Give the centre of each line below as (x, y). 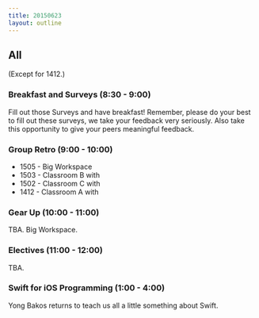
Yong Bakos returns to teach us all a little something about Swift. (113, 305)
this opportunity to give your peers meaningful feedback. (101, 128)
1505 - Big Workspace (56, 167)
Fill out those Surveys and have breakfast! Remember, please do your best (129, 112)
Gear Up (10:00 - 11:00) (54, 213)
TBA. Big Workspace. (43, 230)
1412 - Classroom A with (59, 192)
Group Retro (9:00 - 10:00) (61, 149)
